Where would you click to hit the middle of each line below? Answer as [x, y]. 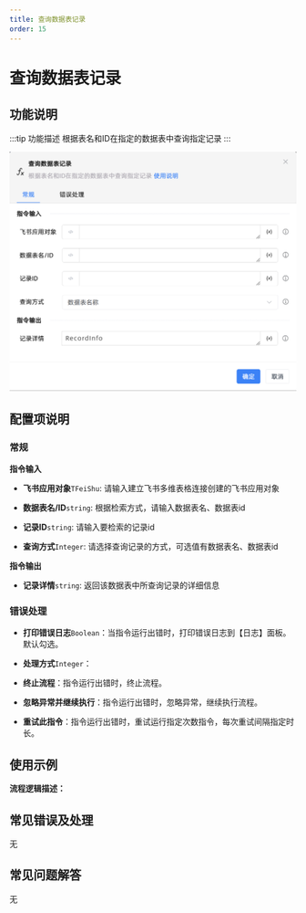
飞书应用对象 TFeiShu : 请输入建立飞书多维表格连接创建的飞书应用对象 [151, 488]
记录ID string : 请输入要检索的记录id [88, 527]
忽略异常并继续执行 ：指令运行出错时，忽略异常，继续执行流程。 [142, 702]
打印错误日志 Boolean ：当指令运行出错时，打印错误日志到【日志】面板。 [157, 633]
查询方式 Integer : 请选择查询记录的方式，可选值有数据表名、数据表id [150, 547]
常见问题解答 [46, 875]
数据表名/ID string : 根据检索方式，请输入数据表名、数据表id [134, 508]
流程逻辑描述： [37, 789]
